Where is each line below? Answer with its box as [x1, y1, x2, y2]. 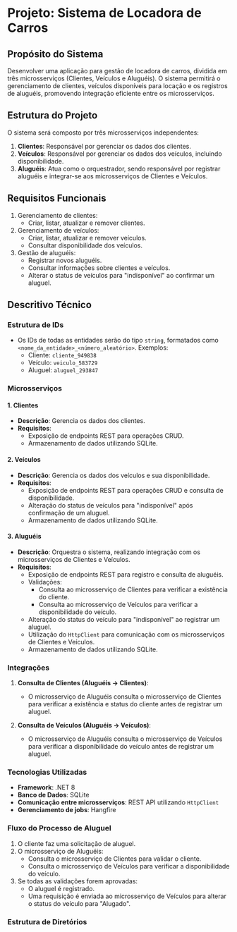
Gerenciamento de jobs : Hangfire [17, 806, 116, 814]
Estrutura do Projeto [7, 109, 98, 121]
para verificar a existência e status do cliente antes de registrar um [28, 700, 223, 709]
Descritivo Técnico [7, 299, 92, 311]
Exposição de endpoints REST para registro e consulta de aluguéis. [28, 570, 224, 579]
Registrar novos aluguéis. [28, 256, 102, 264]
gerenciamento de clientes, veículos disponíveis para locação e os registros [7, 82, 228, 90]
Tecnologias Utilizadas [7, 767, 87, 777]
